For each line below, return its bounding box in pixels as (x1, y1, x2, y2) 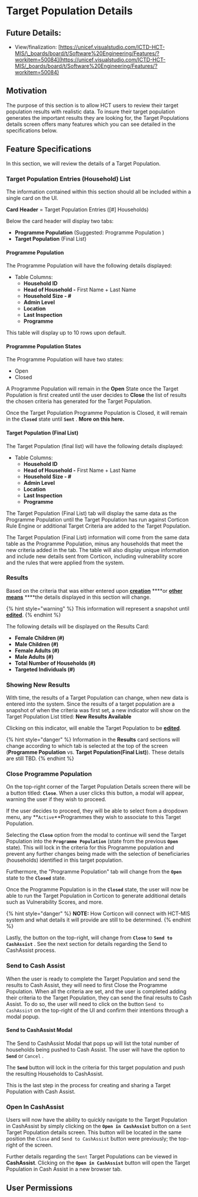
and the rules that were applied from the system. (6, 559, 125, 566)
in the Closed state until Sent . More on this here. (6, 415, 125, 423)
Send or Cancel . (6, 1052, 44, 1059)
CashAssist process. (6, 947, 56, 954)
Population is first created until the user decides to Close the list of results (6, 392, 187, 399)
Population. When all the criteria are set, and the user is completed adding (6, 988, 187, 995)
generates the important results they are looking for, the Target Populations (6, 114, 189, 121)
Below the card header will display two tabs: (6, 217, 114, 224)
